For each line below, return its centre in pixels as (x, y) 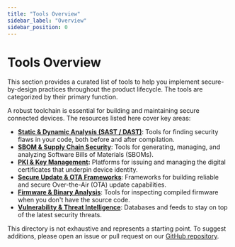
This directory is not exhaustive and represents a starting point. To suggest (117, 229)
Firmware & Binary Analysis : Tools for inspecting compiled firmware (118, 192)
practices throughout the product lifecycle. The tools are (121, 89)
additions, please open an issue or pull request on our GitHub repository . (113, 236)
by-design (22, 89)
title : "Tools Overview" (44, 14)
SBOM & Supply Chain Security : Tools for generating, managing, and (119, 147)
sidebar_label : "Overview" (47, 21)
